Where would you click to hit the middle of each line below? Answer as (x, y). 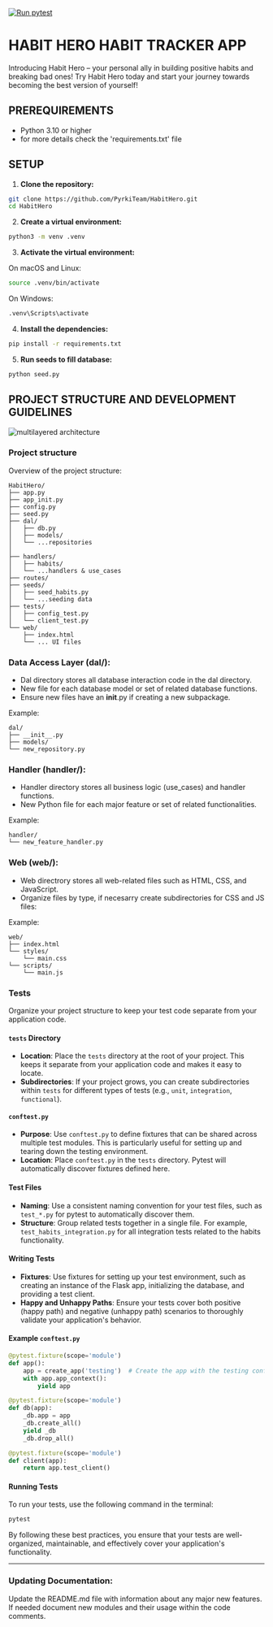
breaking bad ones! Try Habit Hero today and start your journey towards (129, 76)
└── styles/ (28, 951)
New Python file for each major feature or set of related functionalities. (139, 805)
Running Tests (33, 1486)
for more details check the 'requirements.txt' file (101, 139)
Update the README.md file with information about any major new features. (135, 1599)
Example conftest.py (44, 1338)
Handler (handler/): (47, 770)
